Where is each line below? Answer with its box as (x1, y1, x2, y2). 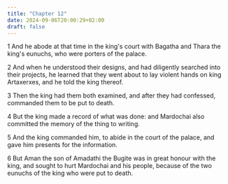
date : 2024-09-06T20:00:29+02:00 (7, 17, 105, 24)
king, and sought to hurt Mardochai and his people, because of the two (7, 162, 212, 170)
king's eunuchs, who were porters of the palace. (7, 49, 147, 58)
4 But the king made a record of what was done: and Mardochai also (7, 112, 205, 121)
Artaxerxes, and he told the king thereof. (7, 78, 124, 86)
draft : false (7, 23, 45, 30)
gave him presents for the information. (7, 141, 117, 149)
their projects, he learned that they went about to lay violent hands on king (7, 70, 222, 79)
